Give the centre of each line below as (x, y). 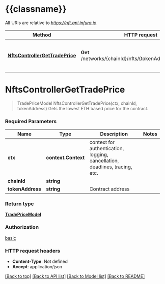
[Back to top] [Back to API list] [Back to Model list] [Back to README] (75, 276)
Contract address (110, 189)
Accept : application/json (37, 267)
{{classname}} (36, 9)
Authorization (22, 227)
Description (114, 134)
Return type (20, 204)
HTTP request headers (33, 251)
